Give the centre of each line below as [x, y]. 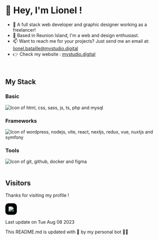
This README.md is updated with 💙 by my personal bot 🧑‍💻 [67, 232]
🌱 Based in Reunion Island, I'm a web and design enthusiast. [76, 35]
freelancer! [24, 30]
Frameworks [21, 121]
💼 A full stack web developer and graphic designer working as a [80, 24]
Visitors [18, 183]
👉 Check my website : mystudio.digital [54, 54]
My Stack [21, 82]
